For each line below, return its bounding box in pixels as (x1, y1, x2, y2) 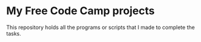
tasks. (6, 30, 22, 37)
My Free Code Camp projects (6, 4, 155, 18)
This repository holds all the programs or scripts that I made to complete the (6, 24, 195, 31)
